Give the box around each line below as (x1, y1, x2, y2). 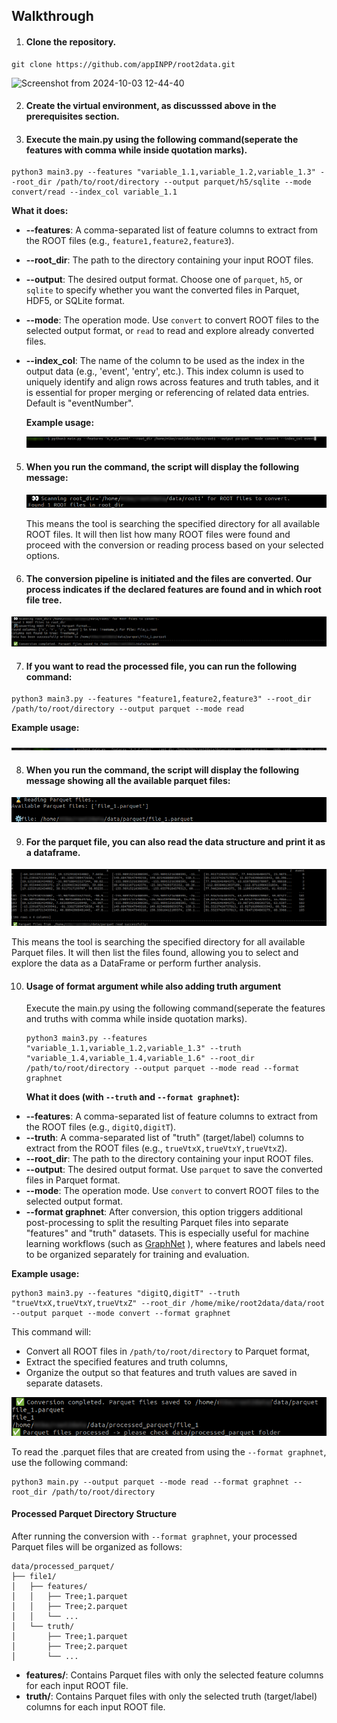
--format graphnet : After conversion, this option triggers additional (25, 1206, 303, 1218)
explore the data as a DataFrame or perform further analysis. (11, 957, 262, 969)
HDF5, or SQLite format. (25, 295, 126, 307)
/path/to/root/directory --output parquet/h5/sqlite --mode (55, 177, 312, 188)
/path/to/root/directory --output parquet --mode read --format (25, 1064, 300, 1074)
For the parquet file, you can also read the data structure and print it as (25, 835, 326, 848)
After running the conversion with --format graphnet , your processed (11, 1530, 298, 1542)
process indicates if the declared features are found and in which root (25, 583, 322, 595)
